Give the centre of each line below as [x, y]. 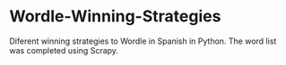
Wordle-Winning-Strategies [115, 16]
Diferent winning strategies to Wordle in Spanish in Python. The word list [143, 41]
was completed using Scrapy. [64, 50]
